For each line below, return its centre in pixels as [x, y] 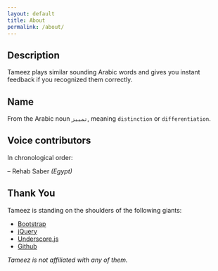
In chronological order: [40, 157]
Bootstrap [32, 224]
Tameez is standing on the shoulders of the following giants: [95, 210]
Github [27, 246]
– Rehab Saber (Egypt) [40, 171]
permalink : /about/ [36, 27]
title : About [26, 20]
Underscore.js [38, 239]
